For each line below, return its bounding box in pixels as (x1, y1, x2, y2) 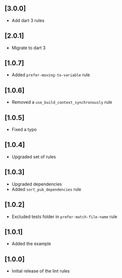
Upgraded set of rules (11, 154, 56, 160)
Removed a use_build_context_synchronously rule (11, 99, 113, 105)
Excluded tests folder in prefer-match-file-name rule (11, 214, 118, 220)
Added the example (11, 241, 51, 247)
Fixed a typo (11, 127, 37, 133)
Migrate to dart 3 (11, 45, 46, 51)
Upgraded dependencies (11, 181, 62, 187)
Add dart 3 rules (11, 17, 45, 23)
